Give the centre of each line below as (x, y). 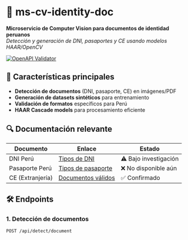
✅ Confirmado (140, 178)
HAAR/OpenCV (24, 47)
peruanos (18, 34)
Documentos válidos (87, 178)
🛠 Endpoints (30, 199)
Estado (150, 148)
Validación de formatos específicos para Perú (71, 104)
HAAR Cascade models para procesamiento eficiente (80, 110)
